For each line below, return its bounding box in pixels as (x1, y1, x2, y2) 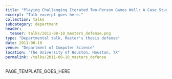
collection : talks (5, 17, 45, 22)
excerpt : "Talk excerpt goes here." (5, 12, 83, 17)
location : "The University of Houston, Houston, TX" (5, 50, 120, 55)
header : (5, 26, 22, 31)
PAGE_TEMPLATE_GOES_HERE (5, 68, 70, 74)
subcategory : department (5, 21, 58, 27)
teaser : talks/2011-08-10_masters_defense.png (10, 31, 111, 36)
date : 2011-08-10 (5, 41, 42, 46)
